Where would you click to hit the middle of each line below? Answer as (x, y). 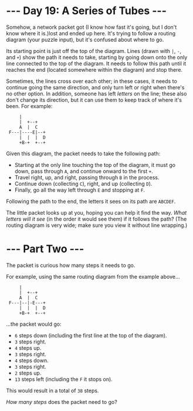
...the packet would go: (34, 324)
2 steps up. (28, 373)
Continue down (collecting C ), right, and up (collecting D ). (83, 183)
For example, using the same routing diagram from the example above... (93, 276)
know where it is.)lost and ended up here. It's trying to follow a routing (91, 33)
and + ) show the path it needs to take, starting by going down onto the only (97, 57)
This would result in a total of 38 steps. (53, 390)
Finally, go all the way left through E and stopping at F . (80, 190)
